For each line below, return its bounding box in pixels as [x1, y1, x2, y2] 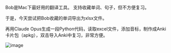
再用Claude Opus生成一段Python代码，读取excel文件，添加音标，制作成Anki [5, 26, 166, 32]
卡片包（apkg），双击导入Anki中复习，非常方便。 [5, 32, 108, 38]
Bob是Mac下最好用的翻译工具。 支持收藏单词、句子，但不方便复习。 [5, 5, 150, 10]
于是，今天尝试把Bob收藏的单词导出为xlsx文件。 [5, 15, 107, 21]
